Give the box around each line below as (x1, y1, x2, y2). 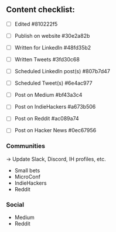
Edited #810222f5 (14, 20, 58, 27)
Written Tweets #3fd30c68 (14, 56, 80, 63)
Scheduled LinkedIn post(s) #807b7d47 (14, 68, 110, 75)
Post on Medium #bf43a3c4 (14, 92, 83, 99)
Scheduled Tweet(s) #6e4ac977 (14, 80, 93, 87)
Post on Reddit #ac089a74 (14, 115, 79, 122)
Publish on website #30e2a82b (14, 32, 90, 39)
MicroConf (14, 173, 41, 180)
